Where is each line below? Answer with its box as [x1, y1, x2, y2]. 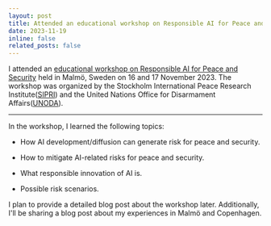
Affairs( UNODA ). [8, 98, 64, 108]
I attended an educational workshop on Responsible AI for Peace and [8, 64, 239, 73]
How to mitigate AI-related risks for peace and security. [19, 153, 205, 162]
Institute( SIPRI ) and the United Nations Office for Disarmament [8, 90, 216, 99]
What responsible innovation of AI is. [19, 169, 143, 178]
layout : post [8, 11, 52, 20]
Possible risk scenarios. [19, 184, 99, 194]
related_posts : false [8, 42, 81, 50]
